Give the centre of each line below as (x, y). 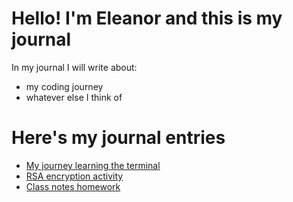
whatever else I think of (74, 97)
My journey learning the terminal (93, 165)
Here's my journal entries (118, 138)
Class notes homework (73, 186)
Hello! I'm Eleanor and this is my (147, 18)
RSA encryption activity (74, 176)
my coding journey (64, 86)
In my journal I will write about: (74, 67)
